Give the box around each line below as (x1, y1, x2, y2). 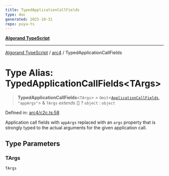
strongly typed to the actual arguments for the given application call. (5, 125, 147, 131)
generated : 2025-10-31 (5, 17, 53, 22)
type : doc (5, 12, 26, 17)
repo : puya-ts (5, 21, 35, 27)
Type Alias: (5, 67, 54, 78)
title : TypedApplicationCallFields (5, 7, 80, 13)
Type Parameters (5, 139, 60, 148)
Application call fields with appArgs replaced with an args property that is (5, 119, 156, 126)
